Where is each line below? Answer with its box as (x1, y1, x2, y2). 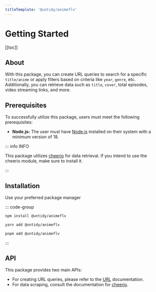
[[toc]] (5, 44, 18, 50)
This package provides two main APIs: (5, 267, 82, 273)
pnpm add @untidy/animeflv (5, 231, 60, 236)
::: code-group (5, 204, 34, 210)
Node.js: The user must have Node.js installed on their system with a (12, 129, 151, 135)
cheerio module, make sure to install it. (5, 158, 83, 164)
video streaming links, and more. (5, 87, 71, 93)
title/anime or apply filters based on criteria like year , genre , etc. (5, 77, 136, 83)
